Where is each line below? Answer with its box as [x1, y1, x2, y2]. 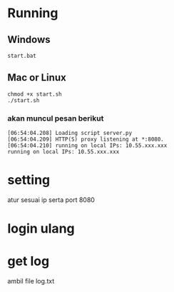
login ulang [7, 221, 75, 237]
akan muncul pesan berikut [7, 113, 104, 123]
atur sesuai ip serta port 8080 [7, 196, 95, 204]
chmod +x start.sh [7, 91, 62, 98]
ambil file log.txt [7, 277, 55, 286]
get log [7, 253, 50, 269]
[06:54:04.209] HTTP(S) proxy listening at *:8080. [7, 136, 164, 144]
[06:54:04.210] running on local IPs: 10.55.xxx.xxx [7, 142, 168, 149]
